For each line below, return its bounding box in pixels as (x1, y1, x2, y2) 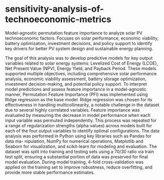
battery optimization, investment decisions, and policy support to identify (5, 40, 153, 46)
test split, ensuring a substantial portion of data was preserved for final (5, 154, 148, 159)
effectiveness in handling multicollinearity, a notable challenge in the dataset (5, 102, 160, 108)
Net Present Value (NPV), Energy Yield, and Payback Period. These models (5, 65, 157, 71)
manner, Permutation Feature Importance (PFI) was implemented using (5, 91, 148, 97)
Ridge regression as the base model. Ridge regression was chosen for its (5, 96, 153, 102)
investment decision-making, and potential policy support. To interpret (5, 81, 147, 87)
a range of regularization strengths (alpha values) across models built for (5, 122, 152, 128)
